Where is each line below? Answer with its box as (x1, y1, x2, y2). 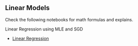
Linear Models (5, 4, 50, 12)
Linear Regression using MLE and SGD (5, 26, 83, 32)
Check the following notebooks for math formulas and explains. (5, 16, 134, 22)
